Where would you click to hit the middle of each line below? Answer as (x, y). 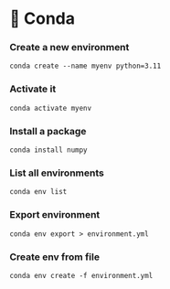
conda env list (38, 192)
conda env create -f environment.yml (81, 275)
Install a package (48, 131)
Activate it (33, 89)
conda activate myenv (51, 108)
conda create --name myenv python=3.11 (85, 66)
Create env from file (55, 257)
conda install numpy (49, 150)
